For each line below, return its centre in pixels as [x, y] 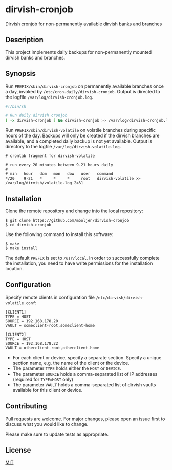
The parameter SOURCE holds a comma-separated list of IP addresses [85, 374]
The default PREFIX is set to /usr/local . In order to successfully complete [82, 258]
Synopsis [20, 74]
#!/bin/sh [16, 106]
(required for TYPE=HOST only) [43, 379]
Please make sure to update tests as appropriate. [57, 434]
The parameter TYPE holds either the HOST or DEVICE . [67, 368]
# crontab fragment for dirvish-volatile [50, 156]
